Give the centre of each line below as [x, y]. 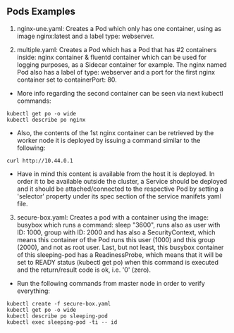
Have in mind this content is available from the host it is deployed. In [116, 174]
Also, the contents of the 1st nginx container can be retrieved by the [115, 132]
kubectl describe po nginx [46, 120]
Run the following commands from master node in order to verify [111, 283]
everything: [33, 291]
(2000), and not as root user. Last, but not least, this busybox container [120, 247]
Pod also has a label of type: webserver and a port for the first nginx [116, 72]
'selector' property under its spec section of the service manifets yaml [119, 196]
